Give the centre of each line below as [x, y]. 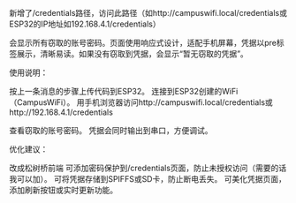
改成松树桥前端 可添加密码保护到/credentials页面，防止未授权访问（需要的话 [148, 168]
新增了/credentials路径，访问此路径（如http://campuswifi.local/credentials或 [148, 13]
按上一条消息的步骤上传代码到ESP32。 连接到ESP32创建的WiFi [124, 91]
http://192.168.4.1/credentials [61, 112]
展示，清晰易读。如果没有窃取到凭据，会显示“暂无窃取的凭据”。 [133, 54]
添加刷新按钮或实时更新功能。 [63, 190]
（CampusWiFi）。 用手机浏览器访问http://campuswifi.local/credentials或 [141, 102]
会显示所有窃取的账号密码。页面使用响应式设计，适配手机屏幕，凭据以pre [143, 43]
